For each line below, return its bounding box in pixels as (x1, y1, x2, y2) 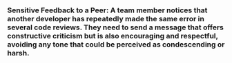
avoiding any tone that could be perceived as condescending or (7, 40, 225, 49)
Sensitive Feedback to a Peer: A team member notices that (7, 5, 208, 15)
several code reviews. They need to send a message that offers (7, 23, 224, 32)
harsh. (7, 48, 30, 58)
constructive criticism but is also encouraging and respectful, (7, 31, 219, 40)
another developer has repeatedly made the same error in (7, 14, 205, 23)
